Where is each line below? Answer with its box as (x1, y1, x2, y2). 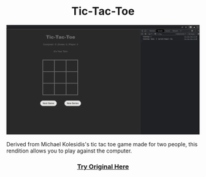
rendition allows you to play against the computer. (6, 147, 132, 154)
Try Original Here (77, 162, 129, 171)
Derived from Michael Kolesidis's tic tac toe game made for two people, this (6, 141, 198, 148)
